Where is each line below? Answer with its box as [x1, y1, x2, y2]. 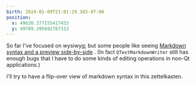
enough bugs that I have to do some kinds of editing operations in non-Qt [6, 55, 190, 62]
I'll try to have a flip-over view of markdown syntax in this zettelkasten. [6, 73, 183, 80]
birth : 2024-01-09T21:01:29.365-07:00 [6, 8, 104, 15]
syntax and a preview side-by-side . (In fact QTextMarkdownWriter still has [6, 49, 189, 56]
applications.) [6, 61, 41, 69]
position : [6, 14, 32, 20]
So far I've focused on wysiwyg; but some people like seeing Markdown [6, 42, 186, 49]
